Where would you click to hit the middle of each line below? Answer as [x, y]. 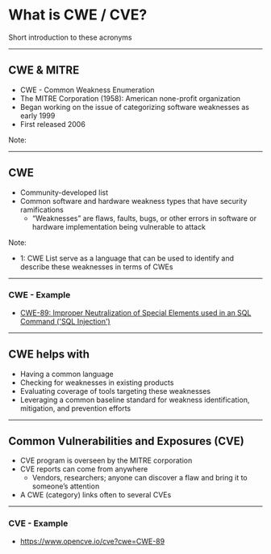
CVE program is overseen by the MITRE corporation [106, 461]
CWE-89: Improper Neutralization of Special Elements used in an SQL [135, 312]
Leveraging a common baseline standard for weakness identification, [135, 400]
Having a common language [67, 374]
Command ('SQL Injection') [65, 321]
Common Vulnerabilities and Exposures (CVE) [126, 441]
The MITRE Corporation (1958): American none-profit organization [130, 98]
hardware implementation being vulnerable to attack [119, 226]
